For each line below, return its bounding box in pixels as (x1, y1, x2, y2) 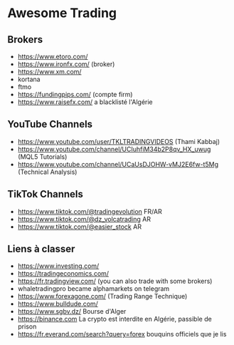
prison (17, 322, 37, 331)
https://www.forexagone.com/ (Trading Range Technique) (17, 292, 188, 301)
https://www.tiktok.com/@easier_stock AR (17, 222, 142, 231)
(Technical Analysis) (17, 168, 78, 176)
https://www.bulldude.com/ (17, 299, 98, 308)
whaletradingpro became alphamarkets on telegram (17, 284, 170, 293)
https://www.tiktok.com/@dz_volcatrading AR (17, 215, 151, 223)
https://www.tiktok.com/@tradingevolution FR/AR (17, 207, 162, 215)
